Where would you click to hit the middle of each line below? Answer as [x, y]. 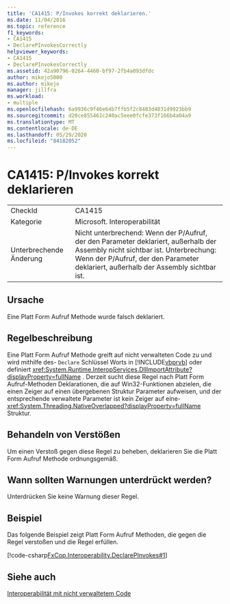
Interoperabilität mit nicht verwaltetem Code [69, 593]
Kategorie [26, 222]
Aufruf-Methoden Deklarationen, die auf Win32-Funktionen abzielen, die [110, 384]
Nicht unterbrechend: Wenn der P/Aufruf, [141, 233]
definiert [19, 369]
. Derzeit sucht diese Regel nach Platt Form [143, 376]
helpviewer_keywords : [38, 52]
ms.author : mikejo [33, 84]
